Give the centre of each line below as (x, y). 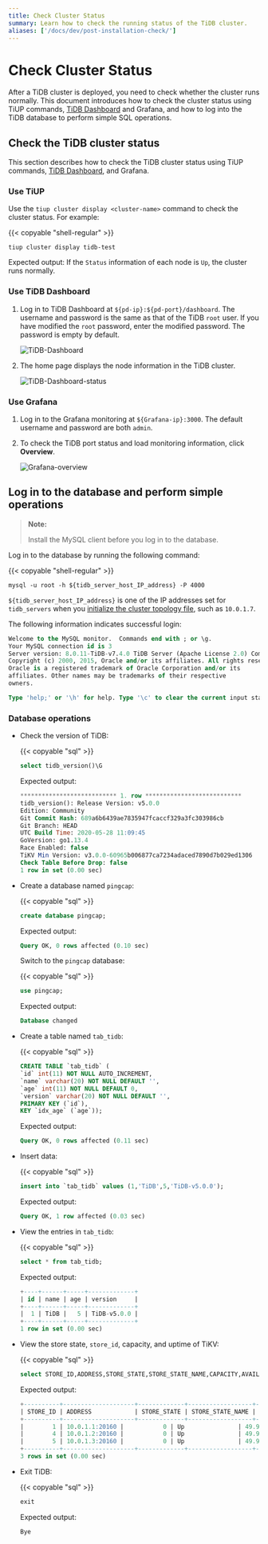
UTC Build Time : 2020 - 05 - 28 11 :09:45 (83, 833)
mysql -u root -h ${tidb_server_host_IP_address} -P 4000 (106, 585)
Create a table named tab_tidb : (71, 1036)
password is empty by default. (69, 334)
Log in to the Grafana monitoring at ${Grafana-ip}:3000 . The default (131, 419)
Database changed (49, 1021)
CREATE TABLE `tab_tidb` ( (65, 1066)
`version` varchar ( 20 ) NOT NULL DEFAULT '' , (95, 1096)
